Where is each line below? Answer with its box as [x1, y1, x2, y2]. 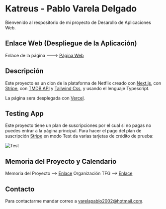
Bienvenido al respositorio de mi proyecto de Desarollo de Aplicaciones [5, 19, 152, 25]
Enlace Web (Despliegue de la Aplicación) [5, 39, 137, 48]
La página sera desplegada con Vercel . [5, 95, 85, 101]
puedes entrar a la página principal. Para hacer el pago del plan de [5, 128, 142, 134]
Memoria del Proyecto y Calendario [5, 157, 117, 166]
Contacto [5, 185, 35, 193]
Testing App [5, 109, 44, 117]
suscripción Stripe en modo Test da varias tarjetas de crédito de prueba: [5, 133, 154, 139]
